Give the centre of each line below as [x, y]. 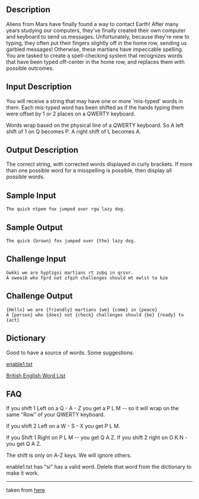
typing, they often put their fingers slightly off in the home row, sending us [97, 43]
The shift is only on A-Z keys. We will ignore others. [69, 455]
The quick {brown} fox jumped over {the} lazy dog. [71, 241]
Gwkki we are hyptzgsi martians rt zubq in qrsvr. [70, 273]
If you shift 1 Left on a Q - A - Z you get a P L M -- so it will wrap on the [92, 408]
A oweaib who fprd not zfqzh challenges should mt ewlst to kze [87, 278]
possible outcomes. [30, 68]
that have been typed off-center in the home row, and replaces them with [95, 62]
